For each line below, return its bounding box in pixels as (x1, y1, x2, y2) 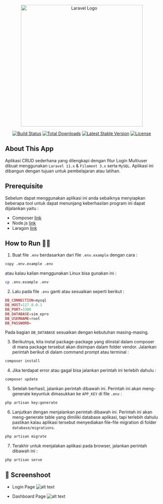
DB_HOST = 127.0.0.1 (5, 302, 42, 308)
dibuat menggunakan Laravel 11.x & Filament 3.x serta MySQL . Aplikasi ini (5, 163, 154, 168)
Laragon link (12, 225, 37, 231)
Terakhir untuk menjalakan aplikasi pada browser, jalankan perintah (12, 443, 147, 448)
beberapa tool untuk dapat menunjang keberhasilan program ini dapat (5, 200, 145, 206)
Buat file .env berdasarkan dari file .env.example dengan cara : (12, 252, 138, 258)
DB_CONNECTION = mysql (5, 298, 47, 303)
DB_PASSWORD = (5, 320, 32, 326)
